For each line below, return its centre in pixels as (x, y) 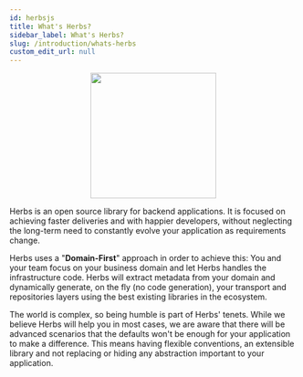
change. (25, 241)
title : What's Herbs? (51, 26)
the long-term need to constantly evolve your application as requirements (148, 231)
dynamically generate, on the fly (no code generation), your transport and (148, 288)
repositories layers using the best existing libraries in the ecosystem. (138, 297)
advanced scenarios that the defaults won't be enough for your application (150, 334)
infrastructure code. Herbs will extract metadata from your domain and (142, 278)
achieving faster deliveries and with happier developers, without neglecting (151, 221)
